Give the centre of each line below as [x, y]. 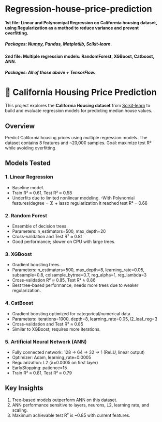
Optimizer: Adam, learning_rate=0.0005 [52, 357]
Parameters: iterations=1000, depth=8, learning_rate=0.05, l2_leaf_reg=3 [85, 319]
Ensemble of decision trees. [40, 226]
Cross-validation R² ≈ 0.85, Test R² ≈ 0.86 [54, 280]
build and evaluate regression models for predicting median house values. [79, 111]
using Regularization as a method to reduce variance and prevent [72, 28]
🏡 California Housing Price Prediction [81, 92]
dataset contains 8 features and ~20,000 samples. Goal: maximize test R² [78, 143]
